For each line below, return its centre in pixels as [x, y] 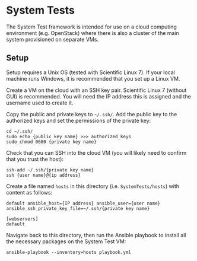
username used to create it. [40, 103]
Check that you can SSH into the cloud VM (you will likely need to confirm [96, 152]
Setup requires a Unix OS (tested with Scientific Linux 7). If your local [90, 72]
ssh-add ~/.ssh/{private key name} [50, 170]
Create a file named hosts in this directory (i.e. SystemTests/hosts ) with [93, 186]
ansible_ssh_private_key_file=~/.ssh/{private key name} [78, 208]
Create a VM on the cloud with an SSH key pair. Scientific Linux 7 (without [96, 90]
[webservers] [22, 219]
